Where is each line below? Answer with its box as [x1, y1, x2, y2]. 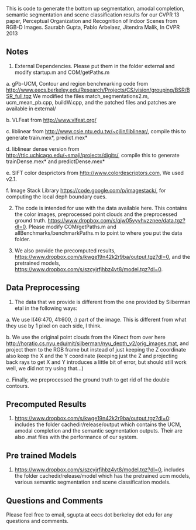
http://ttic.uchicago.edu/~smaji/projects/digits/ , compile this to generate [6, 151, 180, 158]
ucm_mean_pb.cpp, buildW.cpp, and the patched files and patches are [6, 99, 177, 106]
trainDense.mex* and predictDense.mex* [6, 158, 105, 165]
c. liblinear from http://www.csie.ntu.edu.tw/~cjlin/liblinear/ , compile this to [6, 127, 186, 134]
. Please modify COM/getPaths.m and [25, 223, 117, 230]
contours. [6, 382, 29, 389]
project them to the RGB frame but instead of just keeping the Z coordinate [6, 346, 186, 353]
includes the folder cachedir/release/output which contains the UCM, [14, 421, 181, 428]
